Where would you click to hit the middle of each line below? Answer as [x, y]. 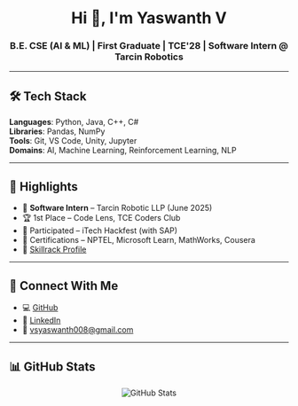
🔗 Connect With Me [64, 286]
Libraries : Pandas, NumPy [57, 131]
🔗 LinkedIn [41, 320]
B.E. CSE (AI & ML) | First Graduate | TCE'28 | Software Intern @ [149, 46]
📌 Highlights [43, 187]
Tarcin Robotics [149, 57]
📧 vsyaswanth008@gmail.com [78, 329]
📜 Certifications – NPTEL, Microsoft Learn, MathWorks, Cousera [138, 240]
